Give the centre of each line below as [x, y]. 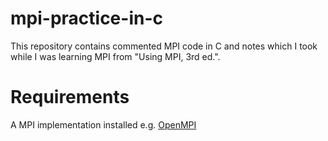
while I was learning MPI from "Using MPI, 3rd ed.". [115, 56]
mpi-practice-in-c [86, 18]
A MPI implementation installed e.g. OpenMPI [103, 124]
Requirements [70, 97]
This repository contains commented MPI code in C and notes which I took [164, 46]
